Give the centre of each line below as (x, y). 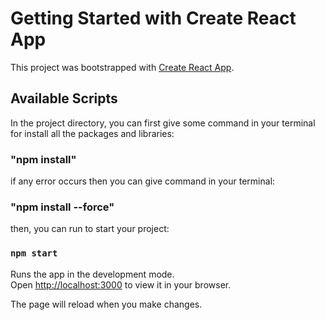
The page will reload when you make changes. (106, 304)
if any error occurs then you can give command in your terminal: (143, 181)
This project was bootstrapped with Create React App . (122, 67)
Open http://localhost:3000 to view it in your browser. (121, 284)
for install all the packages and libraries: (92, 133)
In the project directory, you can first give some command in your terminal (163, 123)
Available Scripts (64, 98)
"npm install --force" (62, 207)
